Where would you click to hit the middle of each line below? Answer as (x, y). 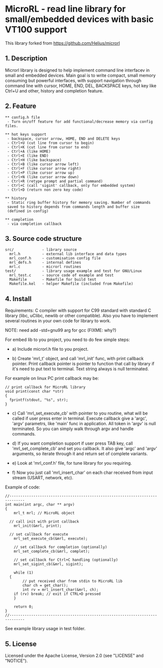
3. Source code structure (43, 239)
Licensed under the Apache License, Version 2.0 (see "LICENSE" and (74, 656)
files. (12, 126)
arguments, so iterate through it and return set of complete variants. (80, 454)
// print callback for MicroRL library (45, 387)
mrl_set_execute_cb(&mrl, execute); (51, 539)
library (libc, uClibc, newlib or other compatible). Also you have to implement (81, 316)
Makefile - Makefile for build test (53, 280)
